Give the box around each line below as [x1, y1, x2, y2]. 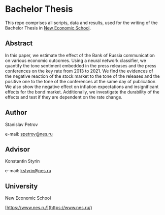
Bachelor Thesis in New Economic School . [5, 25, 91, 31]
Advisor [5, 145, 31, 154]
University [5, 182, 38, 190]
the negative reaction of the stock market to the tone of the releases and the [5, 73, 160, 79]
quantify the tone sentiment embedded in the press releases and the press [5, 62, 157, 68]
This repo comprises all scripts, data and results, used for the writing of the [5, 20, 158, 26]
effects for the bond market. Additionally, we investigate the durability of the [5, 89, 160, 94]
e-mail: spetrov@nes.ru [5, 131, 53, 137]
